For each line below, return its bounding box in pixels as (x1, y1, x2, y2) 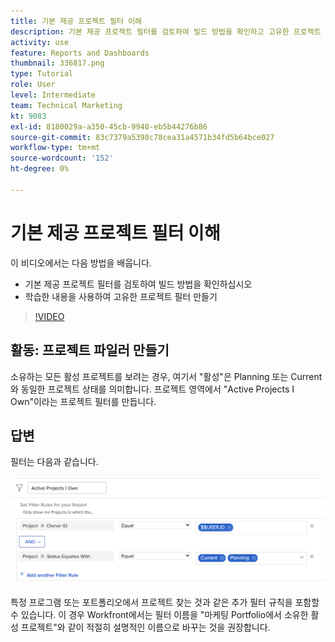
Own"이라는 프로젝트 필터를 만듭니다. (10, 395, 157, 407)
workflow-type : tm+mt (10, 143, 101, 153)
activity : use (10, 37, 70, 47)
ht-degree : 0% (10, 164, 70, 174)
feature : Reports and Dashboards (10, 48, 150, 58)
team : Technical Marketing (10, 100, 123, 110)
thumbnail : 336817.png (10, 58, 105, 69)
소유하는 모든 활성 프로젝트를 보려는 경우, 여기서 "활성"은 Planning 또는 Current (10, 370, 323, 382)
